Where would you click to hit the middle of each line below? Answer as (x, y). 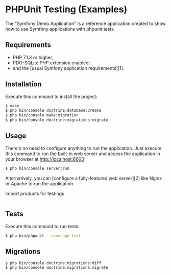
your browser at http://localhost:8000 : (45, 159)
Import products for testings (35, 193)
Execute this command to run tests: (43, 226)
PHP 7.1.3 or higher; (33, 57)
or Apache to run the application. (40, 183)
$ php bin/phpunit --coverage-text (43, 236)
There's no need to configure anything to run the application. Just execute (83, 148)
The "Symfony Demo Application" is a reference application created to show (86, 23)
